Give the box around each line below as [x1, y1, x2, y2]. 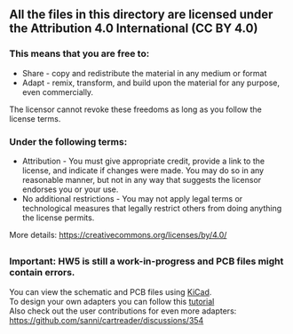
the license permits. [21, 212, 95, 223]
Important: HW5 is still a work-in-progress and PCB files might [9, 255, 284, 267]
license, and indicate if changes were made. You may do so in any [21, 164, 265, 176]
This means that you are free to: [9, 48, 150, 60]
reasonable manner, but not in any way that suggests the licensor [21, 174, 262, 185]
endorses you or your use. [21, 184, 119, 195]
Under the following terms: [9, 135, 128, 147]
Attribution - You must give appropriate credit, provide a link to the [21, 155, 265, 166]
